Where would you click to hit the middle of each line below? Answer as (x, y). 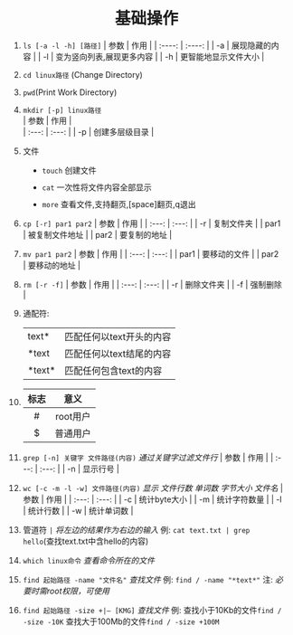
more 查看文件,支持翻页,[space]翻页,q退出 (119, 204)
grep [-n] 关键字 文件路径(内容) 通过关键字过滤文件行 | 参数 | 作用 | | (148, 457)
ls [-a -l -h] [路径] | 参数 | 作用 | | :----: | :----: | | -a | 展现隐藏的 (147, 45)
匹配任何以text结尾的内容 (118, 354)
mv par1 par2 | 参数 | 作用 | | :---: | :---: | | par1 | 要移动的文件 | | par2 (151, 253)
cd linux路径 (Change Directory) (83, 74)
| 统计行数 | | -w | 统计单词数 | (78, 510)
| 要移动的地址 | (52, 265)
